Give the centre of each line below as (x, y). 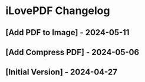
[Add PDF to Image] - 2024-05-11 (67, 33)
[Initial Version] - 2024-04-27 (61, 72)
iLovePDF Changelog (58, 11)
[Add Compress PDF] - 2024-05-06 (72, 52)
